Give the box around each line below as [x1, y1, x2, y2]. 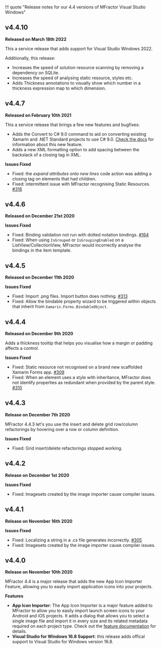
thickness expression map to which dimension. [12, 85, 106, 91]
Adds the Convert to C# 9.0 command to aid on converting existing [12, 131, 147, 137]
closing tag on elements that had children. [12, 176, 96, 181]
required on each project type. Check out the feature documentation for [12, 623, 157, 629]
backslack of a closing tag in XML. [12, 152, 81, 158]
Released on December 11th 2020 [5, 274, 74, 280]
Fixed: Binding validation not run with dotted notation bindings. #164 [12, 232, 149, 238]
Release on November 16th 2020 [5, 518, 73, 524]
